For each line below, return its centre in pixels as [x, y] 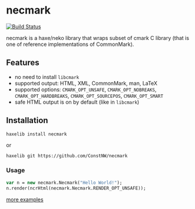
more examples [25, 199]
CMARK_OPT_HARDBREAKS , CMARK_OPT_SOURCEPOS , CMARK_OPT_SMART [89, 95]
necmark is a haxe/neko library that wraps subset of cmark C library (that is [98, 38]
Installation [27, 120]
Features [23, 63]
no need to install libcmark [47, 77]
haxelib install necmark [37, 134]
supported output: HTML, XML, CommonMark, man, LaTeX [86, 83]
